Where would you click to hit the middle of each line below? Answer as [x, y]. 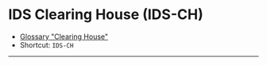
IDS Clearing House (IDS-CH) [106, 15]
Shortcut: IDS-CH [46, 44]
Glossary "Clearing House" [64, 36]
